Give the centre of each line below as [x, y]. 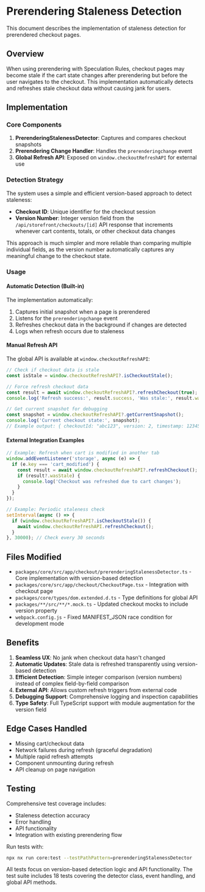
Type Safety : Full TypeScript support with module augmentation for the [105, 703]
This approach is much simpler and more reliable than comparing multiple [99, 243]
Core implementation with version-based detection [79, 578]
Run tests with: [25, 846]
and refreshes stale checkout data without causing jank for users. [89, 88]
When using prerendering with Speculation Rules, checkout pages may [95, 68]
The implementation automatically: [50, 300]
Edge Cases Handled [47, 729]
